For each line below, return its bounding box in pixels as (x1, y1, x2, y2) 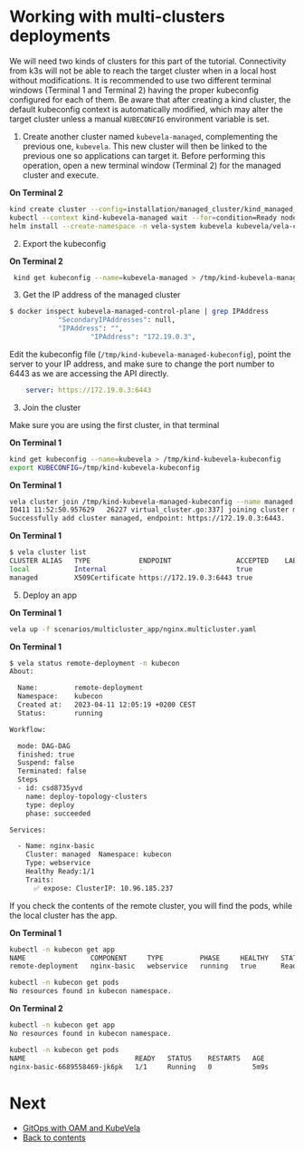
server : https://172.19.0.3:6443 (25, 385, 152, 395)
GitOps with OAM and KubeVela (22, 1123, 141, 1134)
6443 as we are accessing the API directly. (9, 367, 169, 378)
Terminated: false (17, 766, 88, 776)
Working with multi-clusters (9, 6, 225, 27)
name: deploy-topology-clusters (25, 792, 147, 801)
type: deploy (25, 800, 75, 809)
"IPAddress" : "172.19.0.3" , (90, 333, 196, 342)
